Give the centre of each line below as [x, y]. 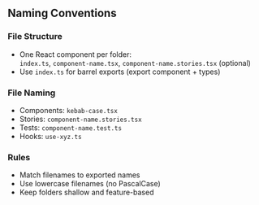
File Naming [32, 93]
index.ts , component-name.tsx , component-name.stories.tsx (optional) [135, 63]
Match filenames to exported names [80, 175]
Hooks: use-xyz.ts [50, 136]
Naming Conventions [62, 13]
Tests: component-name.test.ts [71, 127]
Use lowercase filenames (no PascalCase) [90, 184]
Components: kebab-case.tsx [69, 110]
